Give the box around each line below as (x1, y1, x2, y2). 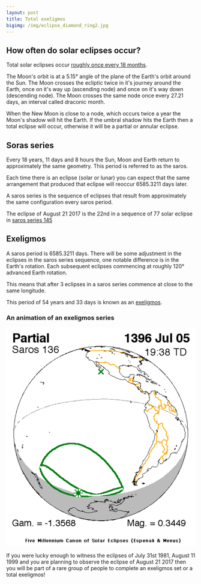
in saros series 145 (6, 217, 53, 223)
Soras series (6, 140, 54, 150)
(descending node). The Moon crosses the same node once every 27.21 (6, 92, 184, 99)
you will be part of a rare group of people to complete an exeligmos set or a (6, 564, 193, 571)
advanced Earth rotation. (6, 269, 68, 276)
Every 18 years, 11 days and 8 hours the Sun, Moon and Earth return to (6, 156, 180, 163)
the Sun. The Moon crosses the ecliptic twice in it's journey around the (6, 79, 181, 86)
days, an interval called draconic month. (6, 98, 106, 106)
